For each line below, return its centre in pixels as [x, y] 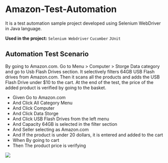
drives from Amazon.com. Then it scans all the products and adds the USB [82, 77]
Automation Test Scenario [47, 54]
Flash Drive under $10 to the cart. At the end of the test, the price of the [79, 82]
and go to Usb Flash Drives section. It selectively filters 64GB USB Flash [80, 71]
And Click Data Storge [35, 113]
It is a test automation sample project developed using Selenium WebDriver [83, 23]
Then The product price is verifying [49, 145]
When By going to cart [36, 140]
